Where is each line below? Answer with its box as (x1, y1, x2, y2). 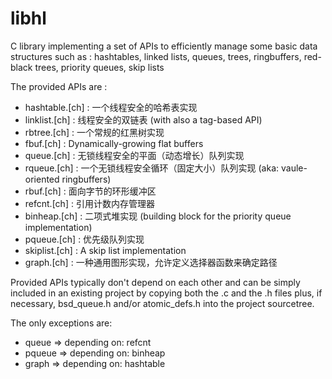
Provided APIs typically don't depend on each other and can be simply (10, 276, 301, 288)
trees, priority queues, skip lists (34, 61, 165, 73)
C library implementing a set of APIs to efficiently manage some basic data (10, 40, 318, 52)
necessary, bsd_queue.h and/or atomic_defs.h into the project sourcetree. (10, 297, 315, 309)
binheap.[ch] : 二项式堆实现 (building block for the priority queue (24, 210, 292, 222)
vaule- (280, 162, 308, 174)
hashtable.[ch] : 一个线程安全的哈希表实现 (24, 101, 198, 113)
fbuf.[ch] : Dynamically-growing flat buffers (24, 137, 204, 149)
